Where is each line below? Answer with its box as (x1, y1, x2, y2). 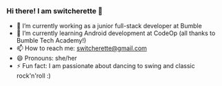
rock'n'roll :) (16, 72, 51, 80)
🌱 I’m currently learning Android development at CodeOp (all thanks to (16, 29, 216, 37)
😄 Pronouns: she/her (16, 54, 77, 63)
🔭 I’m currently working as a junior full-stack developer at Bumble (16, 22, 202, 30)
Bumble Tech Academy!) (16, 36, 87, 45)
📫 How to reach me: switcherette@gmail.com (16, 44, 147, 52)
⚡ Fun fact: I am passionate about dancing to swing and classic (16, 62, 195, 70)
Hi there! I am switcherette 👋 (6, 6, 103, 16)
